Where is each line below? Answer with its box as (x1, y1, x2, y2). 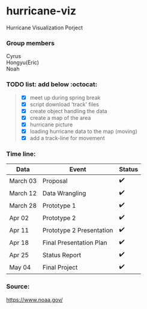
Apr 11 (9, 226, 29, 234)
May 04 (9, 263, 31, 271)
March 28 (9, 201, 37, 210)
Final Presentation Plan (42, 238, 107, 247)
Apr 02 (9, 214, 29, 222)
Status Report (42, 250, 82, 259)
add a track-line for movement (29, 134, 105, 141)
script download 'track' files (29, 101, 99, 108)
